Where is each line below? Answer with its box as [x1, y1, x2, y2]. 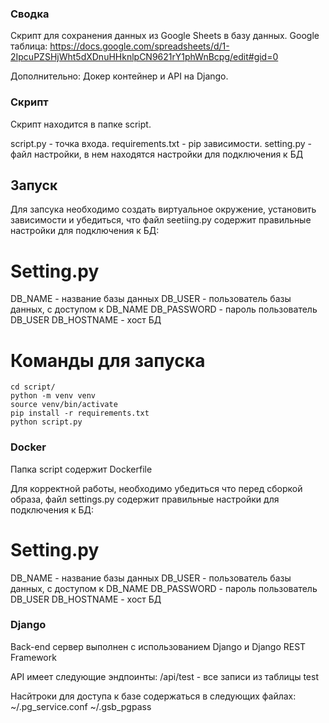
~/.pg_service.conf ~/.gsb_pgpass [10, 700, 152, 712]
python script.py [10, 417, 83, 427]
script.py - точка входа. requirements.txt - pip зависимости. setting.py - [10, 137, 312, 149]
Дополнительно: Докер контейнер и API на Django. [10, 70, 229, 82]
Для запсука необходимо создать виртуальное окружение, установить [10, 203, 317, 216]
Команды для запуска [10, 349, 206, 372]
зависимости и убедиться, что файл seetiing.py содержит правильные [10, 214, 312, 226]
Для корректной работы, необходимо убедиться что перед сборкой [10, 482, 303, 494]
